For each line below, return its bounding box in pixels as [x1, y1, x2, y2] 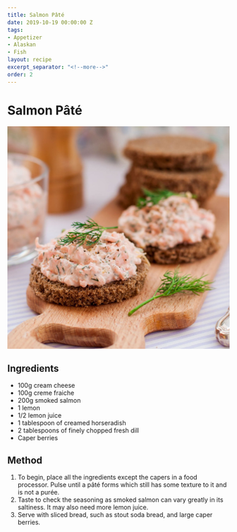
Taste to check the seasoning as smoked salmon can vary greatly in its [17, 495, 224, 504]
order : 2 [7, 71, 33, 78]
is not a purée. [17, 488, 60, 497]
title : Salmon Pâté [7, 11, 65, 18]
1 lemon [17, 403, 40, 413]
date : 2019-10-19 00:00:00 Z [7, 18, 93, 26]
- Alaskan [7, 41, 37, 49]
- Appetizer [7, 34, 42, 41]
